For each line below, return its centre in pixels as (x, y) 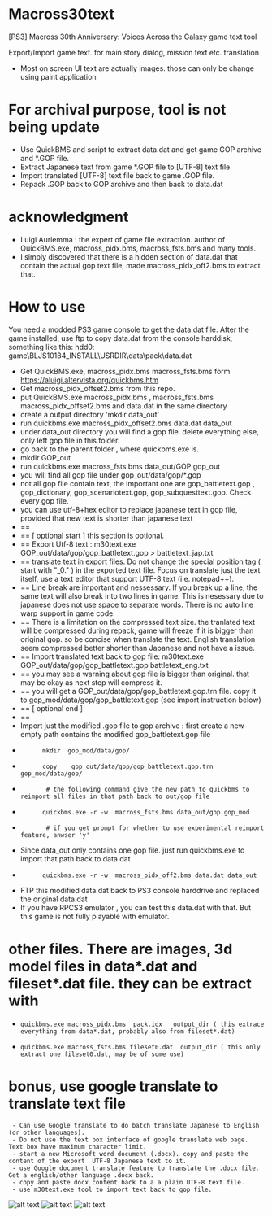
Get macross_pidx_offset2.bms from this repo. (98, 388)
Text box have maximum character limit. (78, 1147)
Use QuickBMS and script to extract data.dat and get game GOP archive (141, 149)
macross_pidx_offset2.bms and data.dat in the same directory (123, 406)
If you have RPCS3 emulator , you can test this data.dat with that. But (136, 907)
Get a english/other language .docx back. (81, 1175)
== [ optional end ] (52, 708)
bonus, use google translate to (113, 1086)
